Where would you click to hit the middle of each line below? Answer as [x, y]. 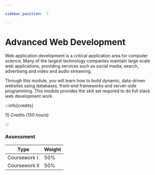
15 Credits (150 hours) [27, 115]
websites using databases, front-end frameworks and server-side [71, 86]
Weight [53, 149]
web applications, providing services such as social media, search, [72, 66]
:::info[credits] [19, 105]
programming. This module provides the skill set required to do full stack [78, 91]
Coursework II [24, 165]
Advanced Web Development [65, 42]
